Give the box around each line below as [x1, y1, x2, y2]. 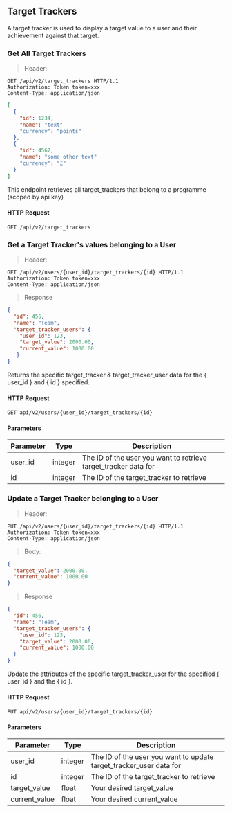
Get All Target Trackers [7, 48, 86, 58]
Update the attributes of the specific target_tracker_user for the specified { [7, 670, 220, 678]
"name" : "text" [19, 121, 64, 128]
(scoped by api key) [7, 193, 64, 201]
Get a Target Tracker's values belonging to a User [7, 240, 177, 249]
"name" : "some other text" [19, 154, 97, 161]
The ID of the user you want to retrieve [81, 453, 207, 463]
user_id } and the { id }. [7, 677, 73, 686]
